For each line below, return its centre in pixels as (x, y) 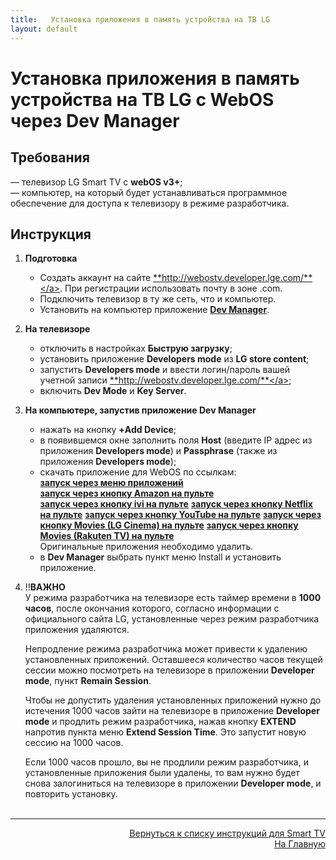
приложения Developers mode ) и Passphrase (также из (158, 451)
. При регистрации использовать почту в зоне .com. (171, 288)
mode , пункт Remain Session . (88, 681)
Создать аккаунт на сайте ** (101, 278)
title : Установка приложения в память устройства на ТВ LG (140, 19)
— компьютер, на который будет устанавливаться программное (149, 192)
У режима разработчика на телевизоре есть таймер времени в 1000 (173, 598)
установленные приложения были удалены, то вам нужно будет (162, 773)
